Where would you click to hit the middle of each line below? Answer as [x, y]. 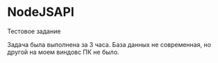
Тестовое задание [34, 31]
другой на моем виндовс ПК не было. [63, 52]
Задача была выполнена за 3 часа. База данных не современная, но [109, 44]
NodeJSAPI [41, 12]
